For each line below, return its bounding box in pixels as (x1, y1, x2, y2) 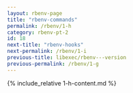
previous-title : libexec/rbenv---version (7, 54, 127, 61)
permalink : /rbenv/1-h (7, 22, 72, 29)
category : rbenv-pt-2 (7, 29, 69, 36)
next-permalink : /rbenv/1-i (7, 48, 87, 55)
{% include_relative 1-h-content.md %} (7, 79, 117, 87)
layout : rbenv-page (7, 10, 63, 17)
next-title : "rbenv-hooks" (7, 41, 84, 48)
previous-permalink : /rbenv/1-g (7, 60, 99, 67)
